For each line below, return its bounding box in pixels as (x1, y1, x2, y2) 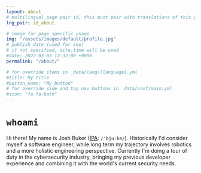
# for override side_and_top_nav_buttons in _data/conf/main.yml (6, 86, 172, 92)
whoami (6, 117, 39, 128)
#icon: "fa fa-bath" (6, 91, 58, 97)
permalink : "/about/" (6, 58, 60, 64)
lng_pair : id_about (6, 20, 55, 26)
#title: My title (6, 75, 50, 81)
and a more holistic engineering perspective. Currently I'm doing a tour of (6, 147, 187, 154)
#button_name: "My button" (6, 80, 74, 86)
